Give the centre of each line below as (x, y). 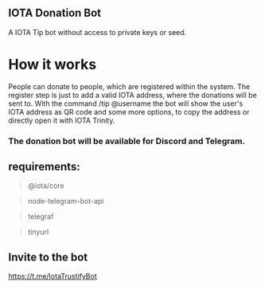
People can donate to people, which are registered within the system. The (129, 86)
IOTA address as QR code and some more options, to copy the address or (129, 111)
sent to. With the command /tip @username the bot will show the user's (126, 103)
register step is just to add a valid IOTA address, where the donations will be (132, 95)
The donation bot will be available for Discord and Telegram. (127, 141)
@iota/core (46, 186)
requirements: (45, 167)
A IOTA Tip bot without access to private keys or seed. (97, 32)
